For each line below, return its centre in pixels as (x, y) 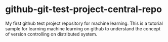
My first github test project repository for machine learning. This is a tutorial (84, 23)
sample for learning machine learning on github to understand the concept (83, 28)
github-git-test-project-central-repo (83, 9)
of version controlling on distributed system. (51, 34)
